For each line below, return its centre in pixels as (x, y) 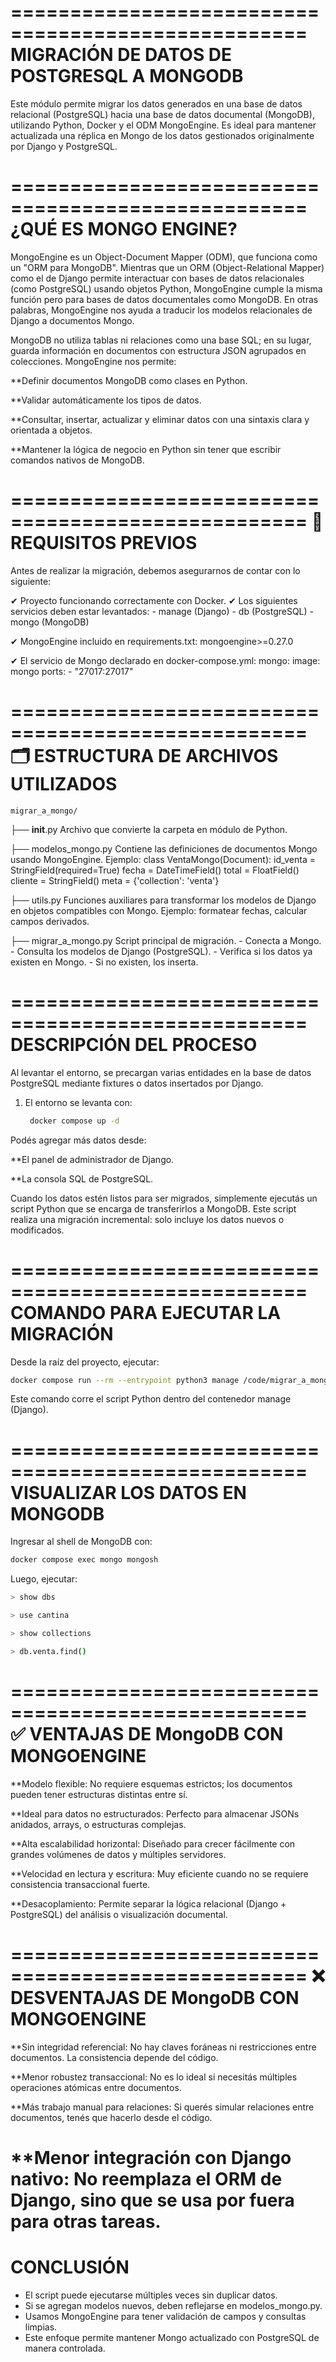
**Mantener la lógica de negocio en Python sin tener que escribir (146, 449)
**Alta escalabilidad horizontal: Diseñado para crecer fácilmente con (153, 1843)
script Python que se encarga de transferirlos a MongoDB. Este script (153, 1208)
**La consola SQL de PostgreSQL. (82, 1178)
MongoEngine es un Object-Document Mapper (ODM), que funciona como (164, 257)
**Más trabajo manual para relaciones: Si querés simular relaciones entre (162, 2107)
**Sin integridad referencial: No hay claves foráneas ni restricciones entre (163, 2047)
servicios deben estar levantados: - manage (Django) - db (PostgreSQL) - (162, 611)
